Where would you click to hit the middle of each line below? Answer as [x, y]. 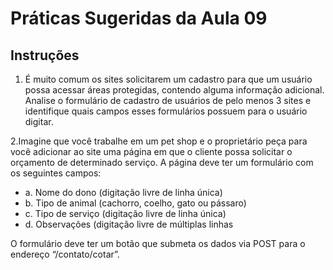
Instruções [45, 55]
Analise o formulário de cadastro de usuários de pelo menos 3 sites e [168, 100]
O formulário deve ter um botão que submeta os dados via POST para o [158, 243]
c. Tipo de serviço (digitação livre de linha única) [125, 213]
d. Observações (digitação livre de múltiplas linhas [129, 224]
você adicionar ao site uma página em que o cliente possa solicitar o [151, 151]
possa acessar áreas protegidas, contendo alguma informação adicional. [174, 90]
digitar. [39, 121]
